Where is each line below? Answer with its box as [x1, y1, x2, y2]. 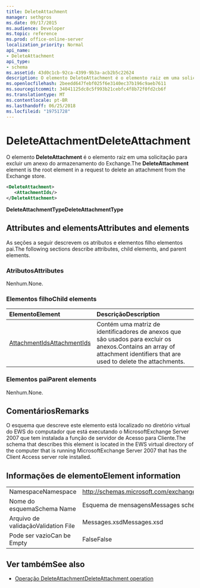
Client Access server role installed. [6, 453, 92, 461]
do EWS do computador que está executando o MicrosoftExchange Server [6, 428, 189, 435]
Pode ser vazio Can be [9, 531, 71, 540]
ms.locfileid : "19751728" [6, 108, 70, 114]
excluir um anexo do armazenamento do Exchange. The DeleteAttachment [6, 160, 189, 167]
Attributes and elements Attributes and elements [6, 223, 189, 233]
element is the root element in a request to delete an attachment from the [6, 166, 186, 173]
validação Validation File [9, 522, 76, 530]
